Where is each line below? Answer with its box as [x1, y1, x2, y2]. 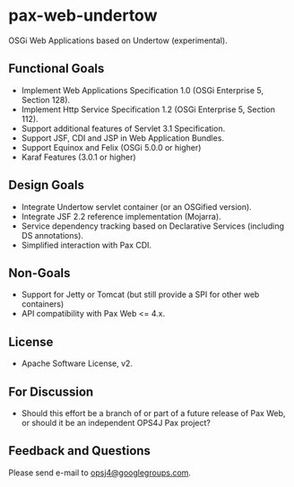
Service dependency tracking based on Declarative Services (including [21, 221, 284, 231]
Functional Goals [8, 61, 105, 76]
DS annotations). [21, 230, 84, 240]
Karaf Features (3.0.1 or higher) [21, 152, 136, 162]
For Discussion [8, 384, 94, 399]
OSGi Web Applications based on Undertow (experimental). [8, 35, 228, 46]
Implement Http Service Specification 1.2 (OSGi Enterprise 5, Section [21, 104, 275, 115]
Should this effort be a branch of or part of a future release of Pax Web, [21, 408, 286, 418]
